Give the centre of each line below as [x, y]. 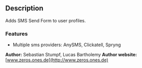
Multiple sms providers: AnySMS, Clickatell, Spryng [67, 45]
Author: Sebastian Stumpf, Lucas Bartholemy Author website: [71, 55]
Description [24, 8]
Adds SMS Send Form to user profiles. [45, 20]
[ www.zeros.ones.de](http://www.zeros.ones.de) [57, 60]
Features [17, 33]
